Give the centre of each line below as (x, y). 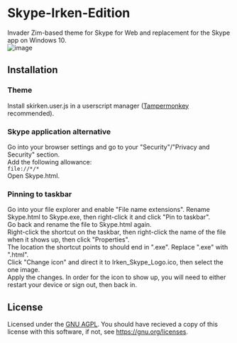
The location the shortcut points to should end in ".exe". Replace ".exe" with (118, 247)
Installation (33, 70)
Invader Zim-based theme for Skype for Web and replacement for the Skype (119, 33)
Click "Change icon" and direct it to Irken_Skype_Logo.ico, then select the (115, 262)
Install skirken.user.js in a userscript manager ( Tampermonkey (98, 106)
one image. (24, 270)
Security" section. (34, 154)
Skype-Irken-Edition (69, 13)
